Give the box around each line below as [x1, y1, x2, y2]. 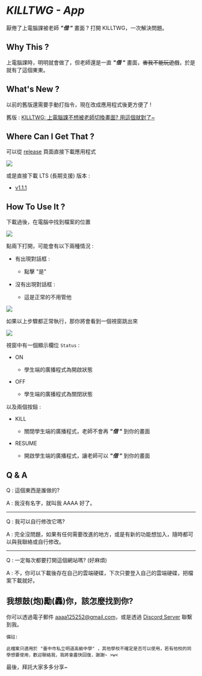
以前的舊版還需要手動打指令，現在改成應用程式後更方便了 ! [6, 100, 151, 108]
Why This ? [6, 42, 49, 52]
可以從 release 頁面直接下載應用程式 [6, 148, 96, 155]
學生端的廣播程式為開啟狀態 [23, 366, 93, 373]
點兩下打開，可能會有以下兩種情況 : [6, 242, 94, 250]
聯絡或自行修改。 [22, 538, 64, 545]
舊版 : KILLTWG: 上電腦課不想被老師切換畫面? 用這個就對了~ [6, 114, 155, 121]
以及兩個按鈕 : [6, 404, 41, 411]
